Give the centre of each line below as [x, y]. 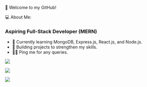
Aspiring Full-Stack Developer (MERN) [51, 31]
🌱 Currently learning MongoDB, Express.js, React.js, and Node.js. [77, 42]
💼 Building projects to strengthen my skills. [55, 47]
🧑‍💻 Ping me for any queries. [40, 52]
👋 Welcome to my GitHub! [31, 7]
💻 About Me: [18, 17]
